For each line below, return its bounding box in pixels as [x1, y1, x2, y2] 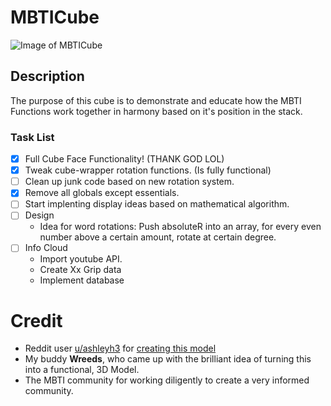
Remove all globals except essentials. [24, 187, 180, 199]
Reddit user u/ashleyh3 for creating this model [24, 342, 217, 355]
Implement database [39, 274, 125, 286]
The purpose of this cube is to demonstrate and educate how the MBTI [10, 94, 302, 106]
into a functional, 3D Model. [24, 364, 140, 376]
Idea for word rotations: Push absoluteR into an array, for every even [39, 221, 322, 233]
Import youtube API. [39, 253, 123, 265]
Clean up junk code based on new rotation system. [24, 176, 235, 188]
